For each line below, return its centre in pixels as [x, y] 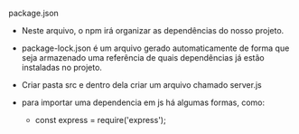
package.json [34, 13]
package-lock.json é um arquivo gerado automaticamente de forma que [155, 48]
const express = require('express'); [100, 120]
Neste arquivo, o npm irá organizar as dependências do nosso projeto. [153, 30]
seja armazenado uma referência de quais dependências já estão [143, 57]
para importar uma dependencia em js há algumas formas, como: [143, 102]
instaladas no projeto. [62, 67]
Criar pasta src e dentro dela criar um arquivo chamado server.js [142, 85]
